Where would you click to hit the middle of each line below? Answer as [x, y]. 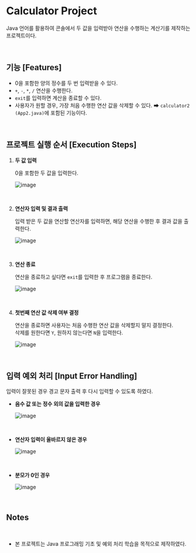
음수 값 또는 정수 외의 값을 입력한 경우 [58, 404]
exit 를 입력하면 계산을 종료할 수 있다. [58, 98]
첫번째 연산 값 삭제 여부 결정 [47, 312]
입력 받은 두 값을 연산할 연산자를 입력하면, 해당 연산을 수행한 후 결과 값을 [99, 221]
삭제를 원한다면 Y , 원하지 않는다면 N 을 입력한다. [69, 332]
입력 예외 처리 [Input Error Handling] [72, 376]
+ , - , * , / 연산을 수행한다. [44, 90]
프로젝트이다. [21, 35]
